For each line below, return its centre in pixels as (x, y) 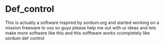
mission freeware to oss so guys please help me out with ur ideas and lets (81, 27)
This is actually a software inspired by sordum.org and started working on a (82, 22)
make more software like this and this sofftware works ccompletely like (78, 33)
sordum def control (25, 38)
